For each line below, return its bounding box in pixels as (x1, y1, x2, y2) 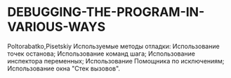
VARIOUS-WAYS (7, 19, 106, 35)
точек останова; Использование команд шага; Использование (7, 49, 195, 58)
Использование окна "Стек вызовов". (7, 64, 121, 72)
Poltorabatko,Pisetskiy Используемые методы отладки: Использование (7, 42, 220, 50)
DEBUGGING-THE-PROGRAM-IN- (7, 4, 205, 20)
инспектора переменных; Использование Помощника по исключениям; (7, 56, 225, 65)
